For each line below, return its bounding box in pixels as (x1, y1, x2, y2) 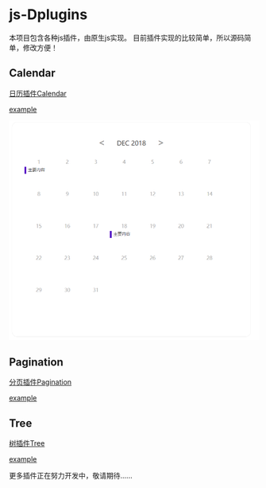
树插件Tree (9, 439, 45, 448)
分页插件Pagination (9, 377, 72, 387)
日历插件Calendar (9, 88, 67, 98)
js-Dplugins (9, 6, 88, 24)
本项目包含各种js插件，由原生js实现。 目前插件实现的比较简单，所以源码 (9, 33, 245, 42)
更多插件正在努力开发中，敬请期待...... (9, 471, 133, 481)
